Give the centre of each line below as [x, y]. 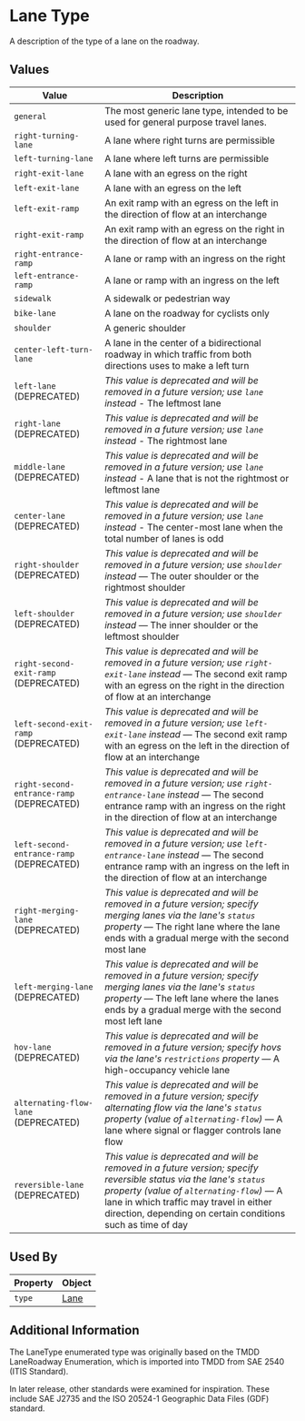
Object [77, 1283]
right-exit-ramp [49, 234]
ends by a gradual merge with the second [192, 1010]
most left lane [133, 1020]
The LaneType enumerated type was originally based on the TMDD [135, 1352]
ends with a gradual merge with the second [197, 938]
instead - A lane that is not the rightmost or [197, 478]
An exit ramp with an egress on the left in [191, 203]
